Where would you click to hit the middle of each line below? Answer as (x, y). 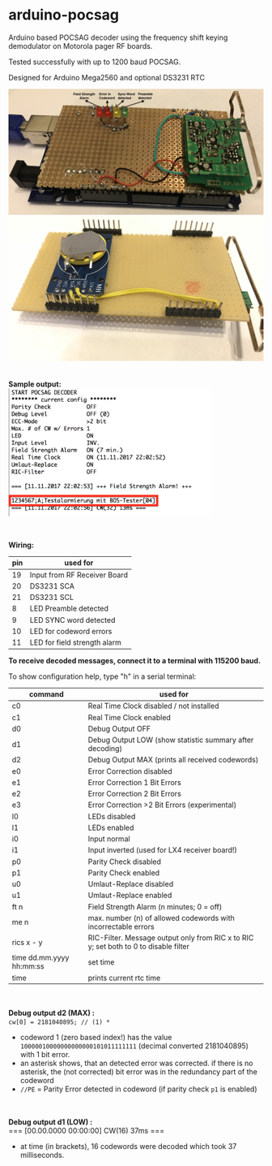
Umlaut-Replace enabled (130, 896)
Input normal (109, 839)
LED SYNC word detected (72, 620)
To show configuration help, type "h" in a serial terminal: (102, 676)
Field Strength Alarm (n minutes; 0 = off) (155, 906)
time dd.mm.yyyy (40, 958)
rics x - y (27, 942)
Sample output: (35, 384)
